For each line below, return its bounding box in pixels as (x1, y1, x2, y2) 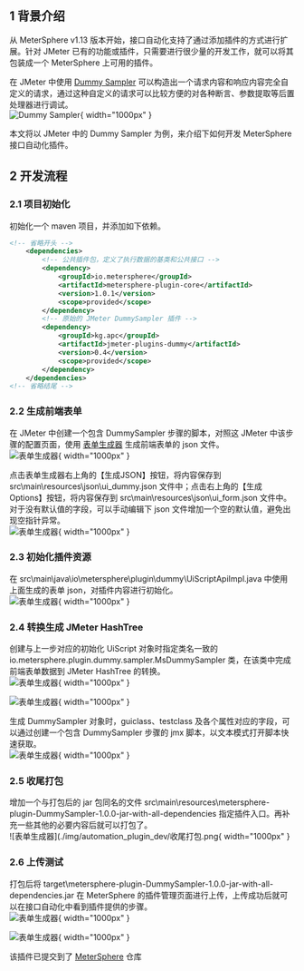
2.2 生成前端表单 (9, 405, 83, 417)
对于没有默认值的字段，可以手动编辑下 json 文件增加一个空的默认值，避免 (9, 503, 283, 515)
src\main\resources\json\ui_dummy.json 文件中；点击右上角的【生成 (9, 480, 262, 492)
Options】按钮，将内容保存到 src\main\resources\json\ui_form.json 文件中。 (9, 492, 292, 503)
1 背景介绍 (9, 8, 66, 25)
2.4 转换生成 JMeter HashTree (9, 621, 144, 633)
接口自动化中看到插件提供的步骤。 (24, 901, 152, 912)
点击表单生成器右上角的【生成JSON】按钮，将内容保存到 (9, 469, 222, 480)
